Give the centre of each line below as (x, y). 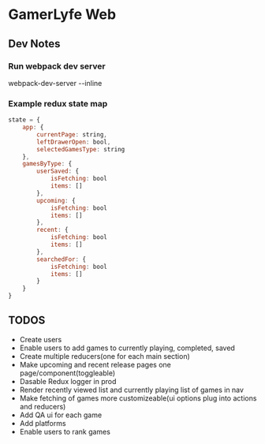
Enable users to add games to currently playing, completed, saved (127, 348)
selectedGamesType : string (81, 149)
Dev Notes (34, 44)
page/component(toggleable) (67, 373)
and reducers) (43, 406)
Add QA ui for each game (61, 415)
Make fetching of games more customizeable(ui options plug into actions (138, 398)
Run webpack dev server (57, 66)
